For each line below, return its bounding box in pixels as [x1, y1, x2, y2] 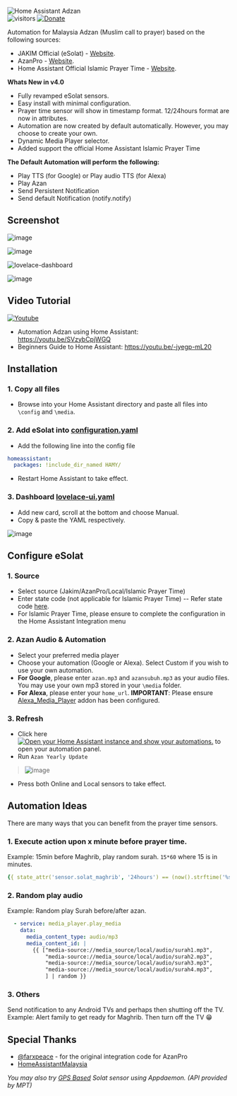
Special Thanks [7, 1033, 77, 1046]
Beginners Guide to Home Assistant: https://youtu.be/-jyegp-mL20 [17, 342, 212, 351]
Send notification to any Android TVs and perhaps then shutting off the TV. [7, 1005, 224, 1014]
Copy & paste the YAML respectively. [17, 515, 126, 524]
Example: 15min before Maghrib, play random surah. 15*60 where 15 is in [7, 853, 218, 861]
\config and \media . [17, 407, 75, 416]
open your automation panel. [17, 745, 102, 753]
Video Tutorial [7, 295, 71, 307]
